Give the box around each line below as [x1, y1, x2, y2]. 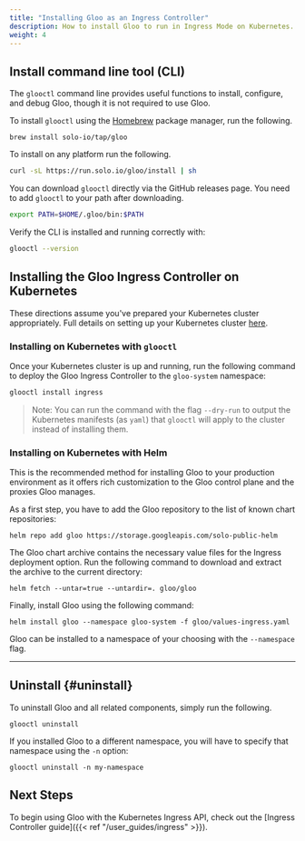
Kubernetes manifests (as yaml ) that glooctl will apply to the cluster [31, 414, 286, 425]
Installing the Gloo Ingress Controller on [9, 269, 240, 285]
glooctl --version [9, 244, 79, 253]
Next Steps [9, 787, 74, 803]
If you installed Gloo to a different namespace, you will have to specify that [9, 736, 289, 746]
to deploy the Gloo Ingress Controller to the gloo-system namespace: [9, 370, 266, 381]
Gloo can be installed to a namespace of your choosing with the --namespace [9, 634, 295, 645]
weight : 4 [9, 30, 47, 39]
